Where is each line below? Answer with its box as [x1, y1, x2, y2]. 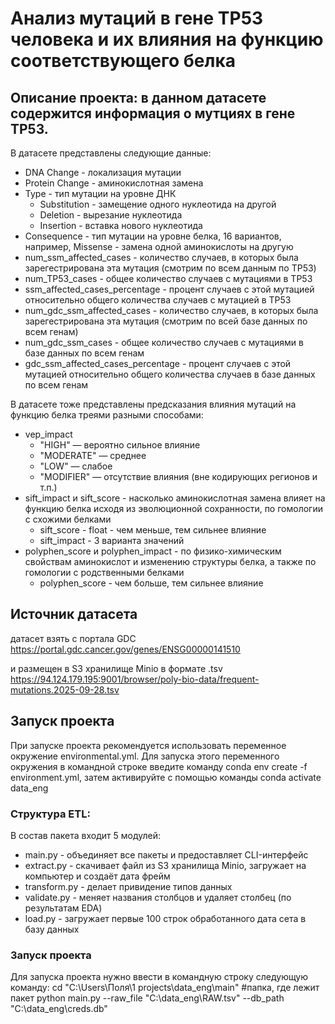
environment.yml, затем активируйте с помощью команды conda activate [10, 771, 322, 783]
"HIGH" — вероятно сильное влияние [39, 439, 201, 451]
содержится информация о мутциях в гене [10, 105, 296, 122]
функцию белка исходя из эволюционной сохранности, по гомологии [24, 503, 323, 514]
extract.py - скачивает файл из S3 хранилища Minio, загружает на [24, 859, 307, 871]
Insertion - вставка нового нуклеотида [39, 220, 203, 231]
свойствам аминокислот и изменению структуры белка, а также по [24, 556, 317, 567]
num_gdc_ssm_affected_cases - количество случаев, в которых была [24, 305, 319, 316]
